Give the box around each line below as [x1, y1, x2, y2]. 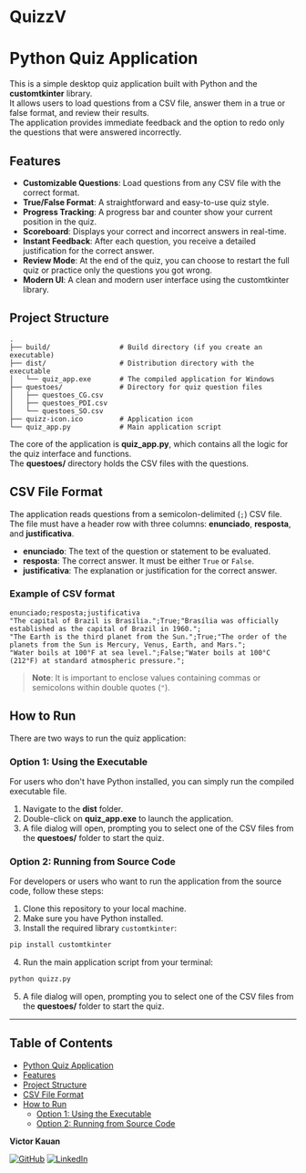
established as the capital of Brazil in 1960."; [9, 624, 202, 633]
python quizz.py [9, 974, 71, 984]
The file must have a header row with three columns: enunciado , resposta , [9, 518, 291, 529]
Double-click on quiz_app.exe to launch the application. [22, 813, 234, 824]
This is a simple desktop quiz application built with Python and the [9, 78, 258, 89]
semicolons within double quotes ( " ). [31, 681, 170, 692]
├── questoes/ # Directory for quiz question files [9, 382, 262, 391]
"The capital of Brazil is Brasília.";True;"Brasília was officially [9, 616, 280, 626]
